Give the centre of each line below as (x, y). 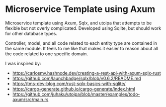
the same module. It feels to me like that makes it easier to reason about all (82, 48)
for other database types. (31, 33)
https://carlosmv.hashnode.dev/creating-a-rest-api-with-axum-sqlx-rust (86, 73)
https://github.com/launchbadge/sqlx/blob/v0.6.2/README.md (77, 78)
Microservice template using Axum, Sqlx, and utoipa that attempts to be (79, 23)
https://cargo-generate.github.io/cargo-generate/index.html (74, 89)
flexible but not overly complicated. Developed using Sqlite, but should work (83, 28)
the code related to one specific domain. (46, 54)
